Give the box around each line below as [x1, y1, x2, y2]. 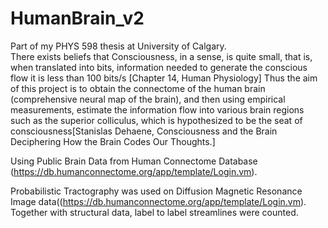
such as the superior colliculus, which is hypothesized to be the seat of [10, 114, 303, 126]
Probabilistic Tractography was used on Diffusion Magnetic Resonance [10, 185, 303, 197]
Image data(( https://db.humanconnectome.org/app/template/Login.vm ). [10, 195, 307, 207]
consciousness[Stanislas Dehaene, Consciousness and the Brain [10, 125, 278, 137]
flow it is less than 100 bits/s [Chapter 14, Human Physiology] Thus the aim [10, 72, 318, 84]
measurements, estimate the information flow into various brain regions [10, 103, 305, 116]
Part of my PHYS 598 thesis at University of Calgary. [10, 40, 227, 52]
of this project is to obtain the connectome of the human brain [10, 82, 266, 94]
